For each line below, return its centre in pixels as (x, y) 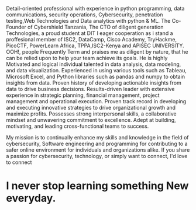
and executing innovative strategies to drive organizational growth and (91, 108)
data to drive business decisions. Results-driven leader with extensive (90, 89)
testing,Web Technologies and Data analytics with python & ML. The (88, 21)
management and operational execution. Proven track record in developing (96, 101)
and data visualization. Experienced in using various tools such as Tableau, (97, 70)
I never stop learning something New (97, 186)
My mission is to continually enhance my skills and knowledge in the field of (97, 137)
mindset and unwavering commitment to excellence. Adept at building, (91, 120)
